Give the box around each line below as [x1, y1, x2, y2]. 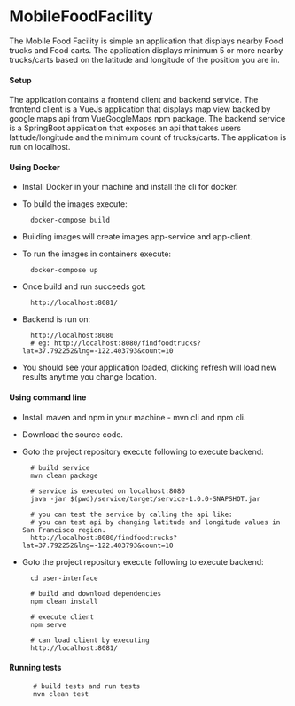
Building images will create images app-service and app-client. [21, 231, 253, 242]
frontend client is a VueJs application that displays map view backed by [9, 104, 271, 114]
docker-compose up [30, 266, 98, 275]
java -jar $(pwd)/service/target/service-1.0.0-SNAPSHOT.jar [30, 494, 261, 503]
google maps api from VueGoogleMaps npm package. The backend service [9, 114, 286, 124]
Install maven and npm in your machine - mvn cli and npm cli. [21, 412, 246, 422]
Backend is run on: [21, 314, 91, 325]
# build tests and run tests [32, 681, 141, 691]
